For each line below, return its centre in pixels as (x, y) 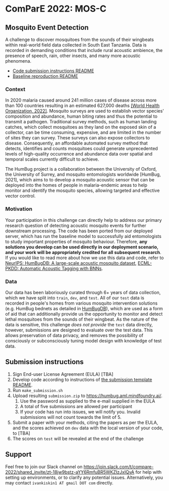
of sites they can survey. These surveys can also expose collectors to (78, 138)
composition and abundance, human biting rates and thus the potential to (81, 116)
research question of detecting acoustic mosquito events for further (76, 225)
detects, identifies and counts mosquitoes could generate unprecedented (81, 149)
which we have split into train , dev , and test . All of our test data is (75, 298)
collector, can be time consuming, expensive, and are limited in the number (83, 132)
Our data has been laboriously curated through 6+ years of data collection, (83, 292)
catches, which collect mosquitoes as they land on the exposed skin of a (81, 127)
